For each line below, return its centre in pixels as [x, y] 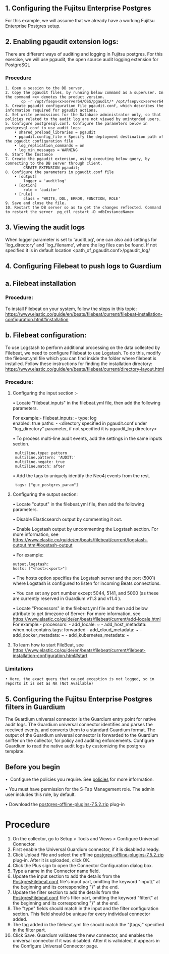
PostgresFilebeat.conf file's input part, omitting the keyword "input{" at [86, 881]
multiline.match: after [40, 466]
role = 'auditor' [41, 190]
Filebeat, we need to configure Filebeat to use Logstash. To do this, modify [83, 353]
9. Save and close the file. [36, 203]
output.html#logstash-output [42, 545]
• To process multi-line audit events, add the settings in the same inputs [87, 438]
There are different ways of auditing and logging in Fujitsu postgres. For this [84, 54]
